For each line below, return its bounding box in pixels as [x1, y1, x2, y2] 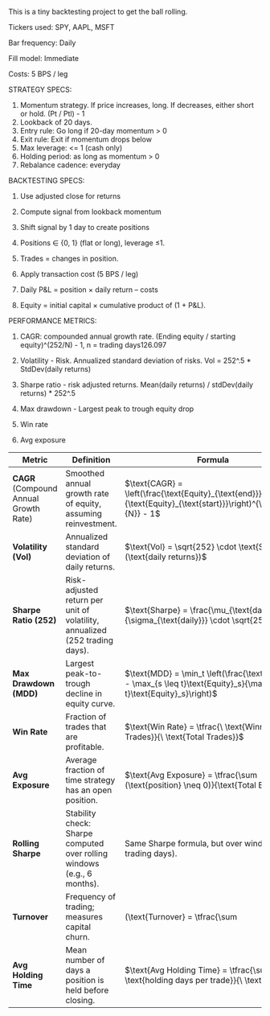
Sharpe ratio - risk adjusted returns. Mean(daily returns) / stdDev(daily [19, 380, 254, 389]
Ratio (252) [12, 615, 57, 626]
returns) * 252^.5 [19, 389, 76, 397]
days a [65, 965, 91, 976]
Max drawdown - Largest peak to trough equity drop [19, 404, 194, 413]
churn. [65, 932, 90, 942]
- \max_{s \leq [124, 678, 179, 689]
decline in [65, 688, 103, 699]
